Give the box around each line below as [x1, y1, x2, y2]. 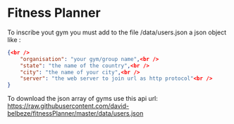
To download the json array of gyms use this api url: [7, 95, 159, 103]
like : [7, 35, 21, 43]
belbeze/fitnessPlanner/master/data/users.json [7, 109, 144, 118]
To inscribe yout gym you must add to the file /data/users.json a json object [7, 28, 227, 36]
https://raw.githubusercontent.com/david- [7, 102, 130, 110]
